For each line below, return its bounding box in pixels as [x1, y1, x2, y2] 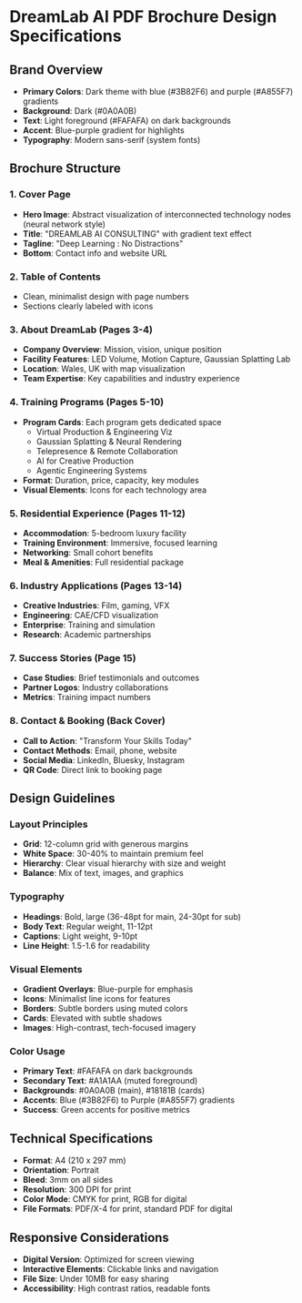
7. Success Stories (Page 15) [9, 652, 136, 665]
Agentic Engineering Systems [35, 464, 147, 475]
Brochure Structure [9, 161, 121, 177]
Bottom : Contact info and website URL [22, 248, 167, 259]
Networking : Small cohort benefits [22, 546, 154, 557]
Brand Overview [9, 62, 103, 77]
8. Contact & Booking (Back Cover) [9, 715, 166, 728]
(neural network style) [22, 219, 106, 229]
